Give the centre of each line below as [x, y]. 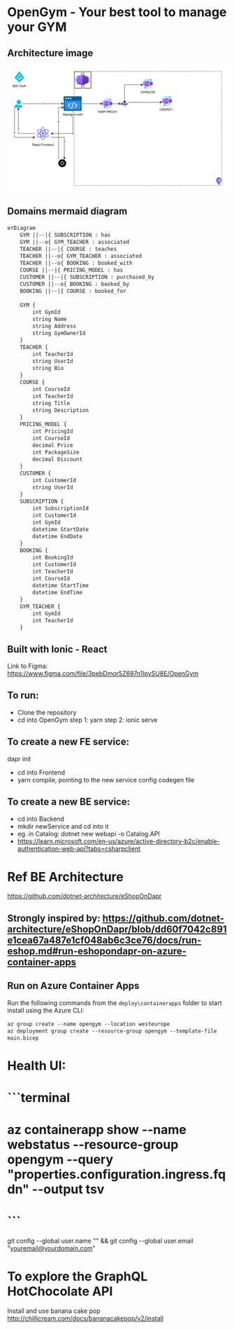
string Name [50, 320]
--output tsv [68, 1190]
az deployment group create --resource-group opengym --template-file [112, 1031]
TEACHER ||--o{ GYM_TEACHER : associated [81, 257]
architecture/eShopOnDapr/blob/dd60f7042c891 [117, 929]
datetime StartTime [61, 586]
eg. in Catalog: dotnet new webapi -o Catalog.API [89, 833]
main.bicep [23, 1038]
